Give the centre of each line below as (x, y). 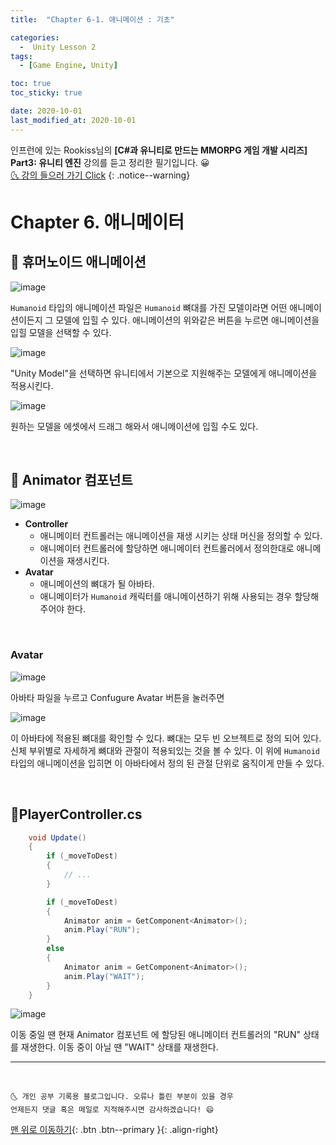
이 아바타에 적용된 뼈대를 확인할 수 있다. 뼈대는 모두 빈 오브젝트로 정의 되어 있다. (166, 738)
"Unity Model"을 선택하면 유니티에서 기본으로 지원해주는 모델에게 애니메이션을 (164, 373)
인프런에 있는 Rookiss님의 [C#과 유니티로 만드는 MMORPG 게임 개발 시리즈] (159, 150)
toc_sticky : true (46, 93)
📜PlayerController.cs (76, 814)
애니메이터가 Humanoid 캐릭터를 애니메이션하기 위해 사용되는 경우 (166, 597)
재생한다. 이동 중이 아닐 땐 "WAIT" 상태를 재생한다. (119, 1047)
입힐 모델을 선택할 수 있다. (61, 332)
